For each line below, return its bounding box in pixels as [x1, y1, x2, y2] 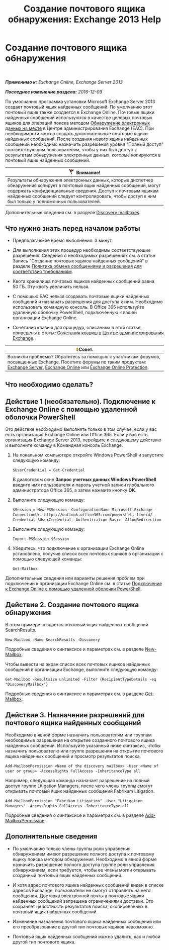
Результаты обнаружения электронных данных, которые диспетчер [7, 177, 153, 183]
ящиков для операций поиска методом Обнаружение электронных [5, 120, 150, 126]
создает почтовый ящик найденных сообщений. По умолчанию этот [5, 104, 152, 110]
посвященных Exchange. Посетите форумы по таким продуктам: [7, 359, 146, 365]
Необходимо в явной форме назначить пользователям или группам [5, 732, 152, 738]
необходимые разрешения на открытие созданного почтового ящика [5, 737, 155, 743]
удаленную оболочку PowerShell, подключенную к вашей [12, 310, 137, 315]
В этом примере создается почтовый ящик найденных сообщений [5, 622, 148, 628]
